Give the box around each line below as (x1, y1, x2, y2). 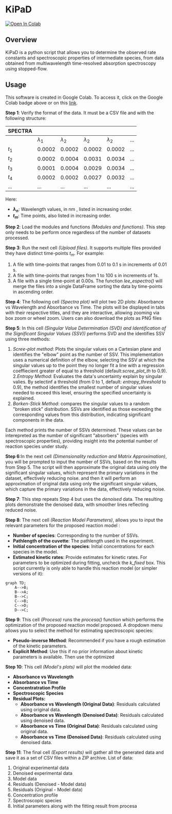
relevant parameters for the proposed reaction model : (5, 522, 121, 528)
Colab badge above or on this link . (5, 99, 78, 106)
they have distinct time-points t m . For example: (5, 250, 104, 258)
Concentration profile (12, 792, 58, 798)
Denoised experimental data (12, 770, 73, 776)
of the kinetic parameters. (12, 643, 68, 649)
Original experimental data (12, 765, 69, 771)
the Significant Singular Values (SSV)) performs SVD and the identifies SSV (5, 330, 165, 336)
